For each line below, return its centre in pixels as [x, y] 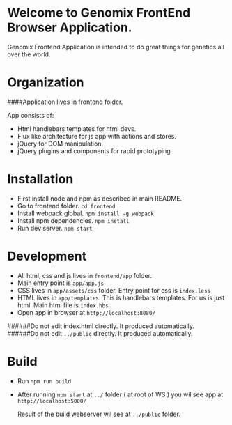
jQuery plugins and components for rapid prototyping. [95, 150]
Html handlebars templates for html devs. [77, 129]
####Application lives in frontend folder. [65, 102]
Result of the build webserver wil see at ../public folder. [99, 414]
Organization [46, 83]
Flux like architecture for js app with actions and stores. [96, 136]
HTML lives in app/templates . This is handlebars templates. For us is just [121, 297]
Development [47, 256]
